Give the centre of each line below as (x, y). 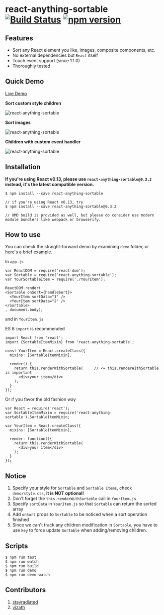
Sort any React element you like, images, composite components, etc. (84, 50)
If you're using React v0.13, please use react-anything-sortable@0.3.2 (79, 179)
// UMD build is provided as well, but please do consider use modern (80, 215)
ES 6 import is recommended (35, 329)
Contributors (26, 590)
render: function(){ (31, 439)
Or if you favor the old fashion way (41, 400)
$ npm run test (21, 558)
